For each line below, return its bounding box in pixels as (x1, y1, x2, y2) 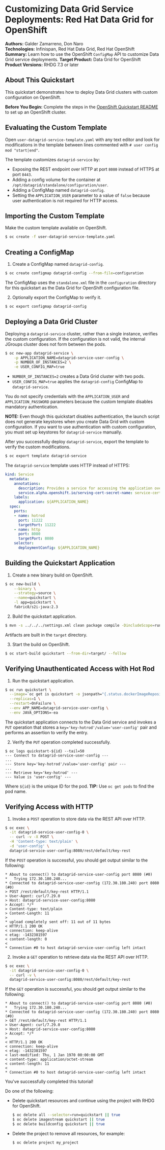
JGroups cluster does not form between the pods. (5, 341, 107, 347)
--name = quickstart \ (14, 595, 56, 600)
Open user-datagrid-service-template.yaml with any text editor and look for (5, 137, 160, 143)
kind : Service (5, 472, 34, 477)
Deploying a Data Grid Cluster (5, 318, 98, 326)
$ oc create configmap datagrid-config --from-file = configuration (5, 271, 144, 276)
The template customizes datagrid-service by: (5, 156, 100, 162)
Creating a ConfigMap (5, 248, 75, 256)
